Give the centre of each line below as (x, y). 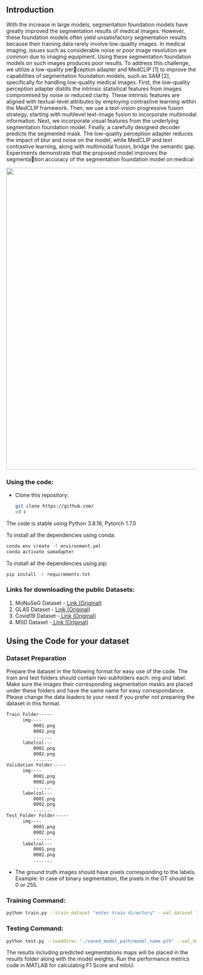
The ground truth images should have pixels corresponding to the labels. (105, 872)
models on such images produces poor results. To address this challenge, (98, 63)
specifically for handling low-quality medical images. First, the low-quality (98, 82)
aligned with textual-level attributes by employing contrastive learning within (101, 101)
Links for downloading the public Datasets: (70, 590)
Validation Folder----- (36, 765)
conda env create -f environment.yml (54, 546)
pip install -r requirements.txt (48, 574)
